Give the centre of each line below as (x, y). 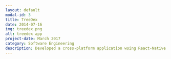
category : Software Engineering (40, 44)
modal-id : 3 (18, 15)
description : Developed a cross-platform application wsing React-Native (86, 48)
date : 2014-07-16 (24, 24)
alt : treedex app (24, 34)
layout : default (23, 10)
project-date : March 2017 (33, 39)
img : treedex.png (24, 29)
